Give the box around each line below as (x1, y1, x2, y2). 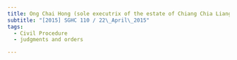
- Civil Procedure (13, 29, 68, 37)
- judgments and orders (13, 36, 83, 43)
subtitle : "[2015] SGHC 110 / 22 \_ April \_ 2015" (7, 17, 150, 24)
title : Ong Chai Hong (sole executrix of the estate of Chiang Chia (7, 10, 213, 17)
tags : (7, 23, 23, 30)
